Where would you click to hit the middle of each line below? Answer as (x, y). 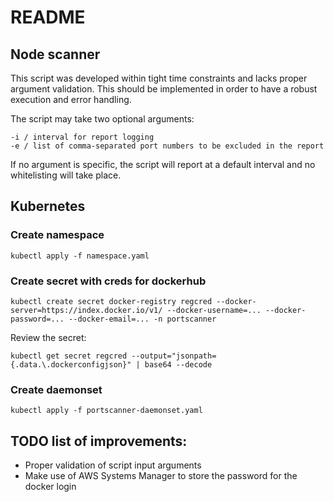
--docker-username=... (214, 310)
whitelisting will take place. (66, 175)
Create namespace (57, 235)
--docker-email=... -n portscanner (142, 319)
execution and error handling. (71, 99)
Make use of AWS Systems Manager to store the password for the (161, 476)
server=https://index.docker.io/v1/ (86, 310)
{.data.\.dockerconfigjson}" (71, 364)
